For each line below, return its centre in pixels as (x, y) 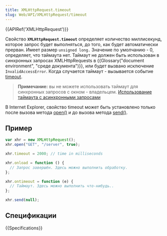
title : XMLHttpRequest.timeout (38, 10)
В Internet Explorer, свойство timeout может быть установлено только (80, 107)
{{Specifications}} (24, 228)
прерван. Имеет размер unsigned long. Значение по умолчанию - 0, (80, 50)
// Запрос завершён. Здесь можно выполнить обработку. (69, 168)
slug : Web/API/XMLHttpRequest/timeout (46, 15)
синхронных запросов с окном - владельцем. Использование (85, 92)
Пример (19, 128)
